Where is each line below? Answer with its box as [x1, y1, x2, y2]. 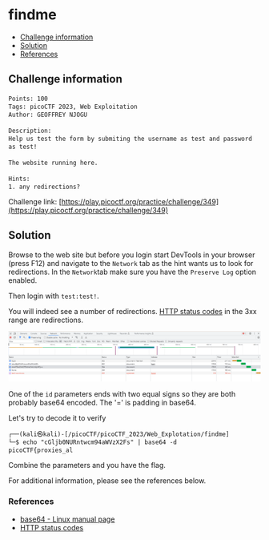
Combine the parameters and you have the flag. [8, 461, 166, 470]
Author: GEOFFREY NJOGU [8, 111, 88, 119]
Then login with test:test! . [8, 291, 99, 300]
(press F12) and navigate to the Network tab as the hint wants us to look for [8, 258, 254, 268]
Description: [8, 127, 52, 135]
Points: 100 [8, 95, 48, 103]
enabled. [8, 275, 38, 285]
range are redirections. [8, 315, 84, 324]
